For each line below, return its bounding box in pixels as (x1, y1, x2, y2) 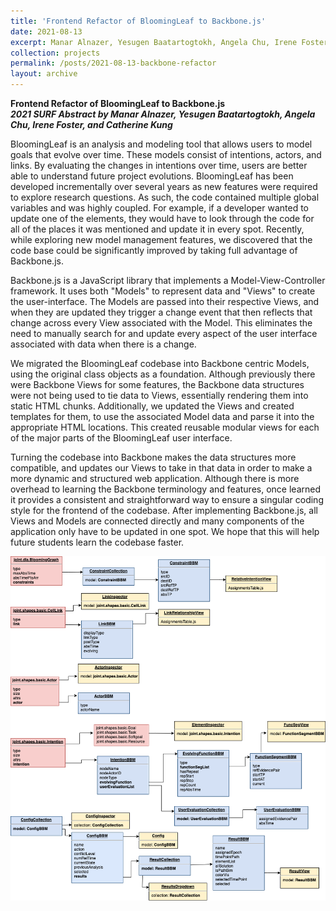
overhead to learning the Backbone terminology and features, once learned (10, 483, 321, 495)
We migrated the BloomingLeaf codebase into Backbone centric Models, (10, 358, 310, 369)
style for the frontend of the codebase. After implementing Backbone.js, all (10, 505, 318, 516)
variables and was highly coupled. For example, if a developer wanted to (10, 202, 310, 214)
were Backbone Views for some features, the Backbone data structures (10, 379, 305, 390)
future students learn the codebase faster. (10, 536, 185, 548)
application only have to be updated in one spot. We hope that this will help (10, 526, 320, 537)
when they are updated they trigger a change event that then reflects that (10, 306, 313, 318)
